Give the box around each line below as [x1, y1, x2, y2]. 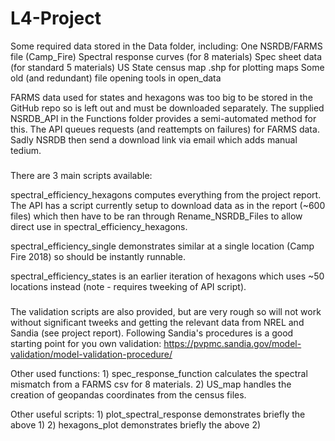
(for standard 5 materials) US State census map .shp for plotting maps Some [10, 61, 325, 73]
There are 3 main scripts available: [10, 169, 153, 181]
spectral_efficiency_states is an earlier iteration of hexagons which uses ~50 [10, 270, 325, 282]
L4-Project [10, 7, 102, 30]
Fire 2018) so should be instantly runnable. [10, 250, 186, 262]
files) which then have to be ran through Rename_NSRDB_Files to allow [10, 210, 303, 222]
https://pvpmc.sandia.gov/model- [163, 337, 302, 349]
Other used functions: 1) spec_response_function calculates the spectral [10, 367, 308, 379]
